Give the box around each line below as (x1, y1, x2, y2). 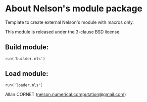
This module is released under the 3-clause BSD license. (5, 29, 121, 34)
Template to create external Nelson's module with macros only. (5, 19, 134, 25)
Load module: (5, 69, 49, 78)
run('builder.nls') (5, 56, 46, 61)
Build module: (5, 43, 49, 52)
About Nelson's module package (5, 3, 143, 14)
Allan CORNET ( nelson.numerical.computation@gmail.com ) (5, 91, 126, 97)
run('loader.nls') (5, 82, 43, 88)
